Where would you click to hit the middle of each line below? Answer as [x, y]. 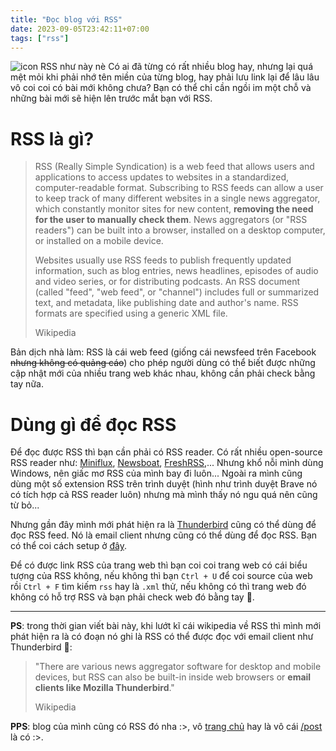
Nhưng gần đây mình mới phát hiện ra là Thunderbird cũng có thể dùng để [163, 525]
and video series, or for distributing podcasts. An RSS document [167, 282]
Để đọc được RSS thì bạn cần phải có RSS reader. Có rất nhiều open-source [166, 452]
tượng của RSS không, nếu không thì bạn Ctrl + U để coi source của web [161, 576]
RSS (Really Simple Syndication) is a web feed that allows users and [174, 167]
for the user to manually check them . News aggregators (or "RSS [171, 220]
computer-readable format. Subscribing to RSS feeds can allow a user [179, 188]
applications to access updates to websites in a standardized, [161, 177]
